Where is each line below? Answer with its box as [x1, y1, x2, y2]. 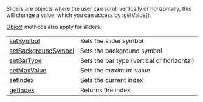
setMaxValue [9, 66, 47, 74]
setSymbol [9, 37, 40, 45]
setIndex [9, 76, 35, 84]
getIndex [9, 86, 35, 94]
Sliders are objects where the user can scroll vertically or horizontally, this [6, 5, 191, 12]
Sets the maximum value [80, 66, 151, 74]
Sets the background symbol [80, 46, 162, 55]
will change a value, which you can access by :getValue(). [6, 11, 151, 19]
